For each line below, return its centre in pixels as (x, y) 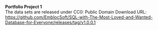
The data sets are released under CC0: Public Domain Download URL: (76, 12)
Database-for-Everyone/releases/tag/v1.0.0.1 (50, 22)
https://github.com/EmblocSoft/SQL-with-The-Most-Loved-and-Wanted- (79, 17)
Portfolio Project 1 (24, 7)
